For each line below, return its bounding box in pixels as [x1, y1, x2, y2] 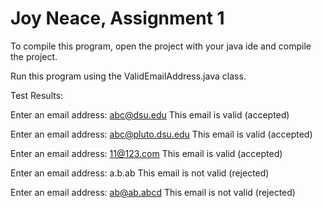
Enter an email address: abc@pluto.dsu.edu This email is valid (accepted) [10, 128, 313, 140]
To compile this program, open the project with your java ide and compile [10, 40, 312, 52]
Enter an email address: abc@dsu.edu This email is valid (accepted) [10, 108, 290, 121]
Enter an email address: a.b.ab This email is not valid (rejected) [10, 167, 270, 179]
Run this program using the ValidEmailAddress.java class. [10, 70, 247, 82]
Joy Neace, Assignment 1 [10, 7, 225, 30]
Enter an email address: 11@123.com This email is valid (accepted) [10, 147, 283, 159]
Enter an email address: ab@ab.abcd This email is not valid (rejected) [10, 186, 296, 198]
